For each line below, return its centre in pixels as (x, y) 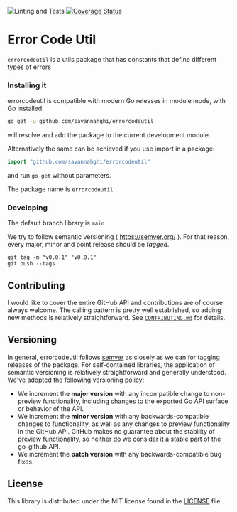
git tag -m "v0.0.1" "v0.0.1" (52, 257)
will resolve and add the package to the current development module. (109, 135)
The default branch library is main (56, 223)
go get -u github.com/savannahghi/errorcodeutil (81, 122)
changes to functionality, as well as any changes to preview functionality (124, 424)
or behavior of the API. (50, 408)
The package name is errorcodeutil (60, 189)
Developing (28, 208)
